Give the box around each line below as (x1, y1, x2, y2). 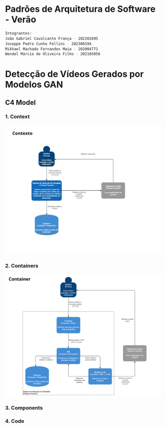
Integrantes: (5, 31, 32, 36)
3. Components (5, 404, 43, 411)
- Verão (5, 14, 37, 25)
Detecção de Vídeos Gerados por (5, 68, 144, 79)
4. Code (5, 418, 25, 425)
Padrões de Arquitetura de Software (5, 3, 156, 15)
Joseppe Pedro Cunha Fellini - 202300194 (5, 41, 92, 46)
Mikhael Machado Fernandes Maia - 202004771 (5, 46, 98, 51)
